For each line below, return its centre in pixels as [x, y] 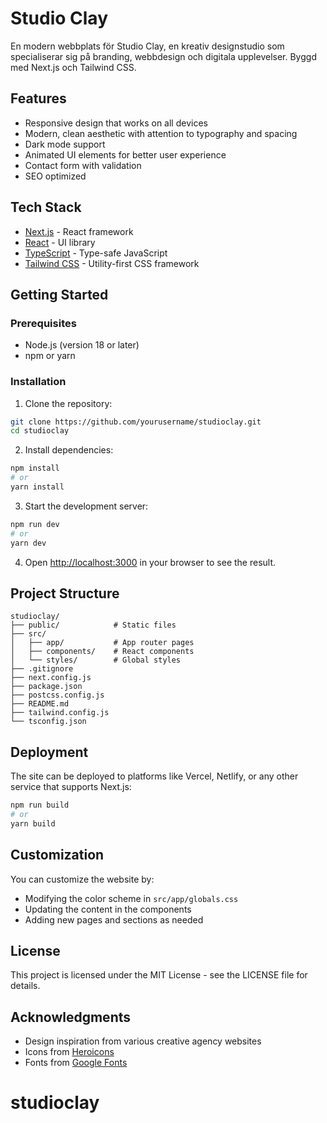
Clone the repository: [68, 403]
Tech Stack [46, 207]
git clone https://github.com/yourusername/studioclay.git [136, 422]
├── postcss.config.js [57, 695]
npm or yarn [50, 356]
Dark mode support [65, 144]
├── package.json [46, 687]
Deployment [49, 752]
